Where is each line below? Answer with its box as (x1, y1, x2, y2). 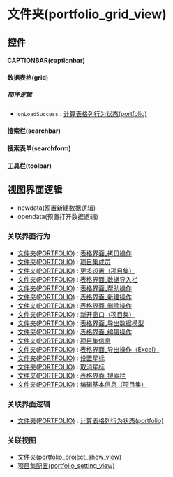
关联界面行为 (7, 232, 51, 241)
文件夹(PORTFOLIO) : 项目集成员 (17, 257, 111, 266)
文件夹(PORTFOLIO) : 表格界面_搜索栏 (17, 371, 126, 380)
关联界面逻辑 (7, 399, 51, 409)
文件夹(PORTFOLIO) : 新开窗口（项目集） (17, 310, 135, 318)
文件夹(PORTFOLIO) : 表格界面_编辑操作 (17, 327, 133, 336)
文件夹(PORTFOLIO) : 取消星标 (17, 362, 105, 371)
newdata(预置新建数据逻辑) (17, 204, 96, 212)
